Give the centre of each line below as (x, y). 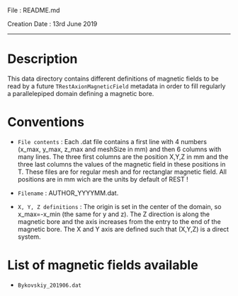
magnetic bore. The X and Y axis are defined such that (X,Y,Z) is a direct (123, 229)
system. (29, 237)
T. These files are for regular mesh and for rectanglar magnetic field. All (122, 172)
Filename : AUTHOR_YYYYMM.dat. (68, 193)
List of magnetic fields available (103, 265)
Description (42, 59)
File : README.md (34, 10)
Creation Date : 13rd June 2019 (52, 24)
